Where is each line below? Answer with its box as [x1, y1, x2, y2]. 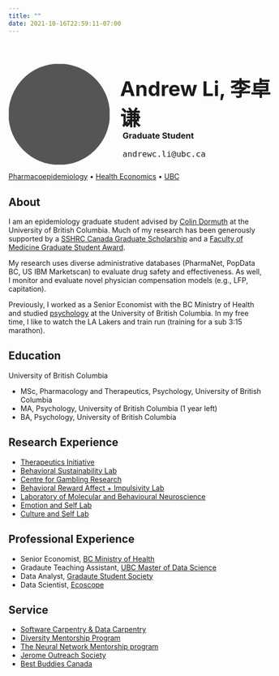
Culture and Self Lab [19, 508, 89, 519]
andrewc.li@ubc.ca [122, 148, 206, 159]
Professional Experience [8, 533, 135, 546]
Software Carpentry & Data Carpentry [19, 625, 147, 635]
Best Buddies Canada [19, 659, 93, 669]
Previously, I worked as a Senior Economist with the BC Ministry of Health [8, 300, 255, 310]
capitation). [8, 285, 47, 294]
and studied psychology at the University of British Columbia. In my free [8, 309, 249, 319]
